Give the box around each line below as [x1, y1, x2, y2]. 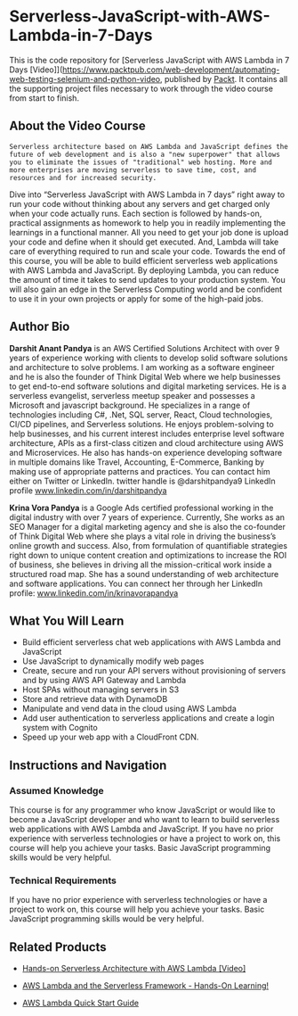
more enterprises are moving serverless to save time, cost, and [9, 165, 256, 175]
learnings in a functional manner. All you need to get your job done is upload [9, 227, 289, 237]
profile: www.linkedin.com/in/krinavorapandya [9, 587, 179, 599]
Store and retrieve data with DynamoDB [21, 694, 168, 705]
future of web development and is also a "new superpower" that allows [9, 150, 280, 159]
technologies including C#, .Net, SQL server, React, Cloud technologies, [9, 409, 273, 420]
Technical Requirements [9, 874, 117, 887]
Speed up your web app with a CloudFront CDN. [21, 731, 199, 742]
